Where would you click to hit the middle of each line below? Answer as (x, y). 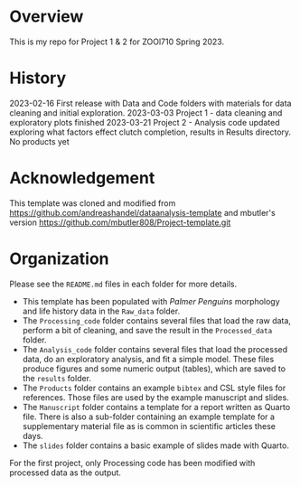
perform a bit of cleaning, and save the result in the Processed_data (147, 330)
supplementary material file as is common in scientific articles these (149, 426)
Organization (59, 258)
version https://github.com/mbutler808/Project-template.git (120, 222)
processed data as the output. (66, 473)
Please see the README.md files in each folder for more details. (123, 284)
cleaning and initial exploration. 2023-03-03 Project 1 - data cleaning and (146, 112)
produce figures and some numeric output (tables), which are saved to (154, 369)
